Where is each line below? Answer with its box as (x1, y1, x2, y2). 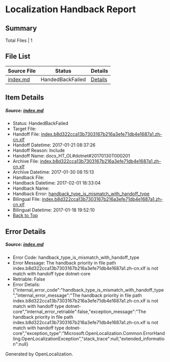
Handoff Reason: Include (12, 147, 65, 153)
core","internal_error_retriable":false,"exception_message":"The (12, 308, 147, 315)
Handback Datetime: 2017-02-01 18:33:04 (12, 180, 101, 186)
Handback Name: (12, 185, 49, 192)
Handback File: (12, 174, 45, 180)
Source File (8, 67, 36, 74)
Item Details (5, 93, 44, 102)
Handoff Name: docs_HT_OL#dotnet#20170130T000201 (12, 153, 130, 159)
